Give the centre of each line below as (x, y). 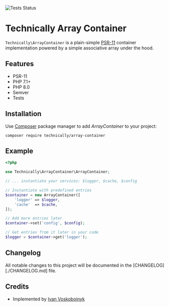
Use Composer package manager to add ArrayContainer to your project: (81, 126)
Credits (17, 287)
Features (20, 64)
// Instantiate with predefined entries (49, 190)
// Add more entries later (34, 218)
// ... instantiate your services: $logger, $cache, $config (71, 181)
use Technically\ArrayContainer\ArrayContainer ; (58, 172)
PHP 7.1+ (22, 81)
